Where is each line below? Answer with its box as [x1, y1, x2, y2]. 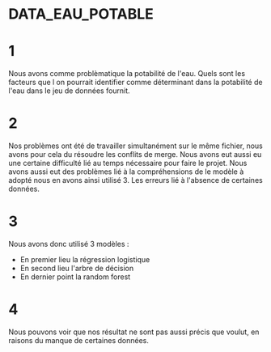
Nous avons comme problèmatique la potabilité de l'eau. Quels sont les [8, 69, 245, 78]
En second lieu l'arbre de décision [19, 264, 134, 273]
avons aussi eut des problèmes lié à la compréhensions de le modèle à [8, 167, 244, 176]
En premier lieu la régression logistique [19, 255, 150, 264]
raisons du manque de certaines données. [8, 335, 150, 345]
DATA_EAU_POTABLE [8, 5, 154, 23]
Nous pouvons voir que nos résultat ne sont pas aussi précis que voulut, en [8, 327, 260, 337]
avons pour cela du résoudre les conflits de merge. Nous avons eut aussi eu [8, 150, 262, 159]
